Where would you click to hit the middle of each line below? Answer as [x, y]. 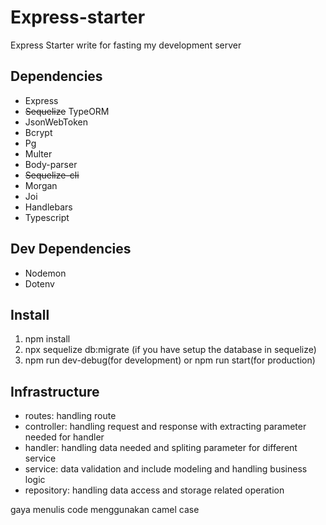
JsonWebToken [56, 122]
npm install [47, 339]
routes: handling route [70, 416]
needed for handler [64, 437]
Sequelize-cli [52, 175]
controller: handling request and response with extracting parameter [165, 427]
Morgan [41, 185]
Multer [38, 153]
